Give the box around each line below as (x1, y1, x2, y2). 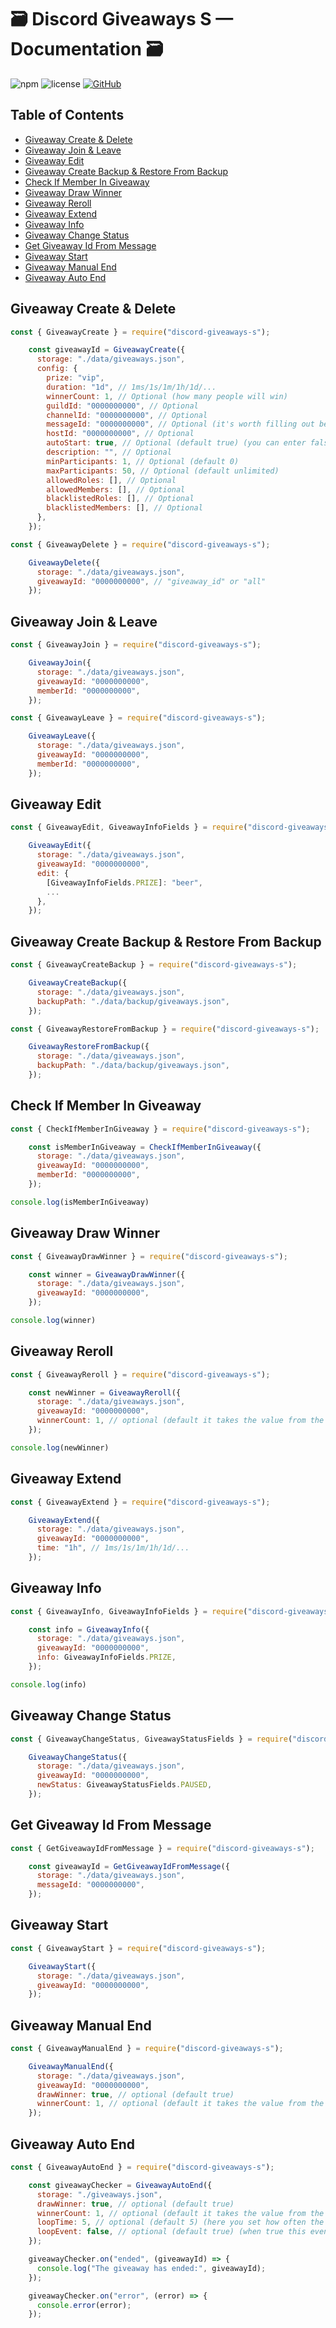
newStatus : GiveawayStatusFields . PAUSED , (36, 1780, 213, 1790)
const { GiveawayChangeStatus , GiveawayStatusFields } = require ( (10, 1734, 293, 1744)
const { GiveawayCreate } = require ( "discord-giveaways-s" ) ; (10, 327, 271, 337)
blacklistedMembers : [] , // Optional (46, 503, 203, 513)
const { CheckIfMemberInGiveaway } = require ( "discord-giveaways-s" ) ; (10, 1124, 311, 1134)
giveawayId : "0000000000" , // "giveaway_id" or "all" (36, 576, 267, 586)
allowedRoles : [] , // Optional (46, 475, 177, 485)
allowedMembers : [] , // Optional (46, 484, 186, 495)
